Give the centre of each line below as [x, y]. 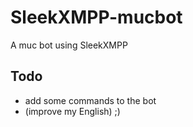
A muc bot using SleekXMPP [69, 45]
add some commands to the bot [90, 100]
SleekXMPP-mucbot [96, 17]
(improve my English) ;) [72, 111]
